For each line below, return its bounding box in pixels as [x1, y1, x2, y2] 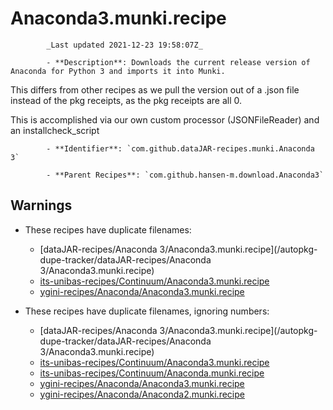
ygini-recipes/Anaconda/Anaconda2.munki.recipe [39, 388, 245, 400]
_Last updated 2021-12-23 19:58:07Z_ [46, 40, 203, 50]
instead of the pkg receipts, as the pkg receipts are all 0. [10, 94, 243, 106]
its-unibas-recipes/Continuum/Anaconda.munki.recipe [39, 367, 265, 379]
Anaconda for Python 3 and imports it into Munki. [10, 66, 226, 76]
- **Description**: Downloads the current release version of [46, 57, 311, 67]
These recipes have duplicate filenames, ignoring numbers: [24, 305, 270, 317]
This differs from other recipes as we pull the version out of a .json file [10, 83, 300, 96]
